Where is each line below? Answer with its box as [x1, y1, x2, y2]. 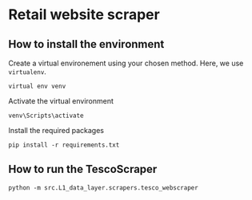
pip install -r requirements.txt [8, 141, 120, 149]
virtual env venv [8, 82, 66, 90]
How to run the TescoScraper [8, 163, 158, 176]
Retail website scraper [8, 6, 160, 24]
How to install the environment [8, 37, 165, 51]
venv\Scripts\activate [8, 112, 84, 120]
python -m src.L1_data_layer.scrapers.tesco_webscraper [8, 183, 198, 192]
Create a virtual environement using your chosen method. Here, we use [8, 58, 244, 68]
